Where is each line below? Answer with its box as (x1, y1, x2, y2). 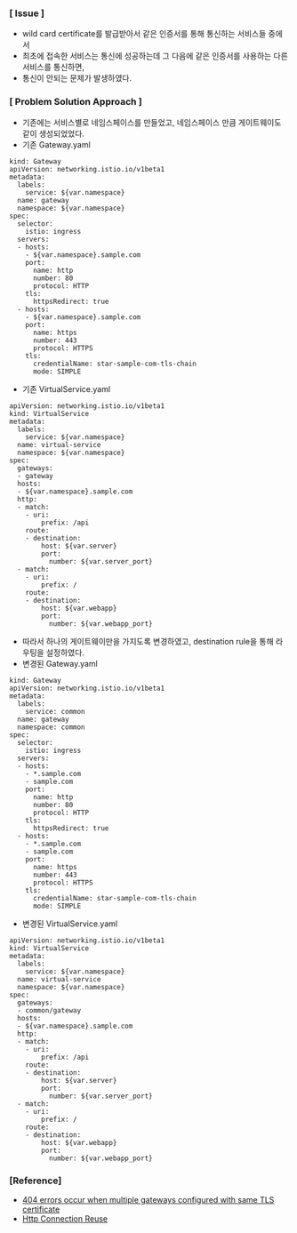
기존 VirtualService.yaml (21, 383, 111, 394)
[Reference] (9, 1174, 62, 1187)
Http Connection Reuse (21, 1213, 108, 1224)
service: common (25, 707, 86, 716)
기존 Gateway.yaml (21, 139, 91, 149)
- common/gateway (17, 1005, 82, 1015)
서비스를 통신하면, (21, 61, 84, 73)
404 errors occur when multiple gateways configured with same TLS (21, 1194, 275, 1205)
